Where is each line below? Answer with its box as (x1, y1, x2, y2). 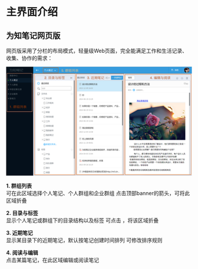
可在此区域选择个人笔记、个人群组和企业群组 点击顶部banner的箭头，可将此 (6, 190, 190, 197)
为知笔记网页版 (6, 31, 61, 41)
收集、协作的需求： (6, 55, 53, 62)
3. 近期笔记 (6, 230, 34, 237)
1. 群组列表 (6, 183, 32, 190)
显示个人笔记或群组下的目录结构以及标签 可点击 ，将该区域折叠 (6, 217, 159, 224)
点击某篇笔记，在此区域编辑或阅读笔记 (6, 257, 99, 264)
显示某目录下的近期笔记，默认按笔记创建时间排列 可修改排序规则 (6, 237, 163, 244)
